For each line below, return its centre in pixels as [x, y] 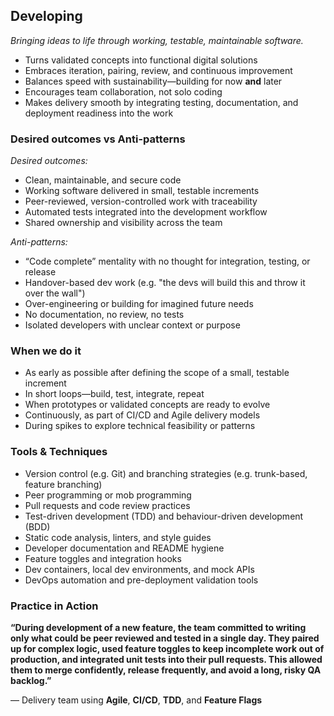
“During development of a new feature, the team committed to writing [158, 627]
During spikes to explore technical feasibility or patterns [140, 426]
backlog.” [31, 680]
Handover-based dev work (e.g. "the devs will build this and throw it [165, 283]
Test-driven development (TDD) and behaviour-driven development [164, 516]
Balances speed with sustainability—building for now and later [153, 81]
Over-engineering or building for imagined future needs [139, 304]
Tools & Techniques [59, 452]
